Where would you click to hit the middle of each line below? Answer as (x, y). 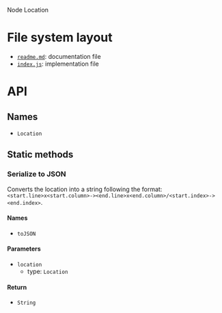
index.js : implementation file (58, 64)
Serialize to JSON (37, 174)
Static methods (40, 154)
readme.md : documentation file (59, 56)
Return (17, 287)
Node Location (28, 10)
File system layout (60, 38)
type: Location (47, 272)
